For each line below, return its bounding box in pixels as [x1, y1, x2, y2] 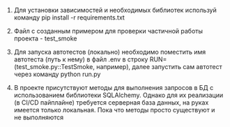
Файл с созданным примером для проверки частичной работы [13, 27, 204, 35]
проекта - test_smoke [13, 34, 77, 43]
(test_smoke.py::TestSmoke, [13, 63, 95, 70]
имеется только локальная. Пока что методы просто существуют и [13, 106, 215, 114]
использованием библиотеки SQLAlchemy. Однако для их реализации [13, 91, 224, 99]
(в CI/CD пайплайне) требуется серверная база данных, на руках [13, 98, 209, 107]
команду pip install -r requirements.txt [13, 13, 125, 22]
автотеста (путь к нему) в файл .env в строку [13, 55, 148, 63]
